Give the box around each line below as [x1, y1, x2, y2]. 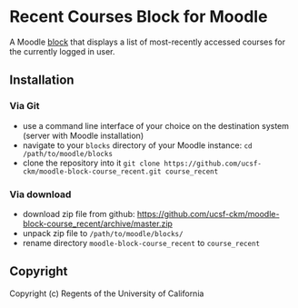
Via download [9, 188, 72, 201]
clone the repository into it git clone [22, 157, 161, 168]
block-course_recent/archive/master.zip [22, 218, 173, 229]
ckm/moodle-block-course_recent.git [22, 166, 162, 176]
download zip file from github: [22, 208, 135, 219]
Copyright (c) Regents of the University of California [9, 288, 204, 299]
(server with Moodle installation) [22, 130, 144, 141]
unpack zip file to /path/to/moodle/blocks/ [22, 227, 184, 238]
